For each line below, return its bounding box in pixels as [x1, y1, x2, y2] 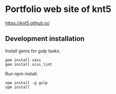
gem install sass [5, 57, 41, 62]
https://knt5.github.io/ [5, 20, 50, 26]
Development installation [5, 34, 85, 43]
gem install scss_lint [5, 61, 52, 67]
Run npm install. [5, 70, 38, 76]
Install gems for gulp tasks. [5, 47, 61, 53]
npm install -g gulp [5, 80, 48, 85]
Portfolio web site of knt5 [5, 3, 112, 15]
